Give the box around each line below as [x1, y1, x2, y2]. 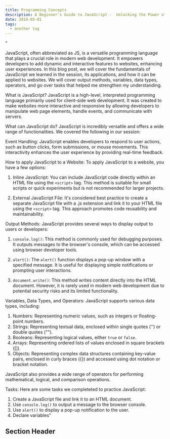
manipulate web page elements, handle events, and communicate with [5, 108, 152, 114]
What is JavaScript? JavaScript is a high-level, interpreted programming [5, 92, 155, 98]
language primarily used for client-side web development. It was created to [5, 97, 162, 104]
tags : [5, 21, 17, 27]
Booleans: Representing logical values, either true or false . [12, 335, 137, 341]
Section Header [5, 427, 56, 435]
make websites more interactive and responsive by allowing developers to [5, 103, 159, 109]
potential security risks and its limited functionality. [12, 288, 119, 294]
